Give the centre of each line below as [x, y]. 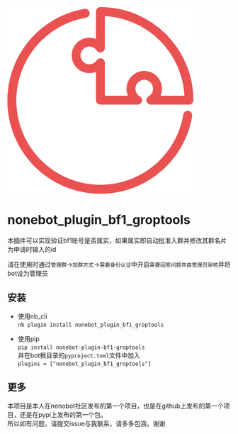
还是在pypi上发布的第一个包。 [63, 414]
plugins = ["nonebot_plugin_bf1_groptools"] [84, 364]
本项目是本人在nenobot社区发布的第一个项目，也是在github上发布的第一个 [116, 406]
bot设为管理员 [28, 273]
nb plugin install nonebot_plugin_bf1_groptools [91, 325]
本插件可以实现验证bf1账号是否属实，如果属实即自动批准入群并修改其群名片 [117, 240]
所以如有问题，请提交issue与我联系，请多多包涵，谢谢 [86, 423]
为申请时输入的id [32, 249]
